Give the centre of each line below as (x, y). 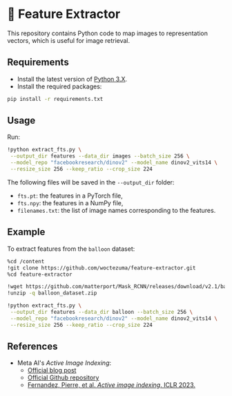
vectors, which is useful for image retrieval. (69, 40)
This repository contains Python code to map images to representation (108, 33)
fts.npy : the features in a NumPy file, (70, 202)
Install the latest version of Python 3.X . (72, 79)
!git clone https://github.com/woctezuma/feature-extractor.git (101, 268)
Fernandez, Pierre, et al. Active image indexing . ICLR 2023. (111, 385)
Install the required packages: (59, 86)
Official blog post (52, 370)
